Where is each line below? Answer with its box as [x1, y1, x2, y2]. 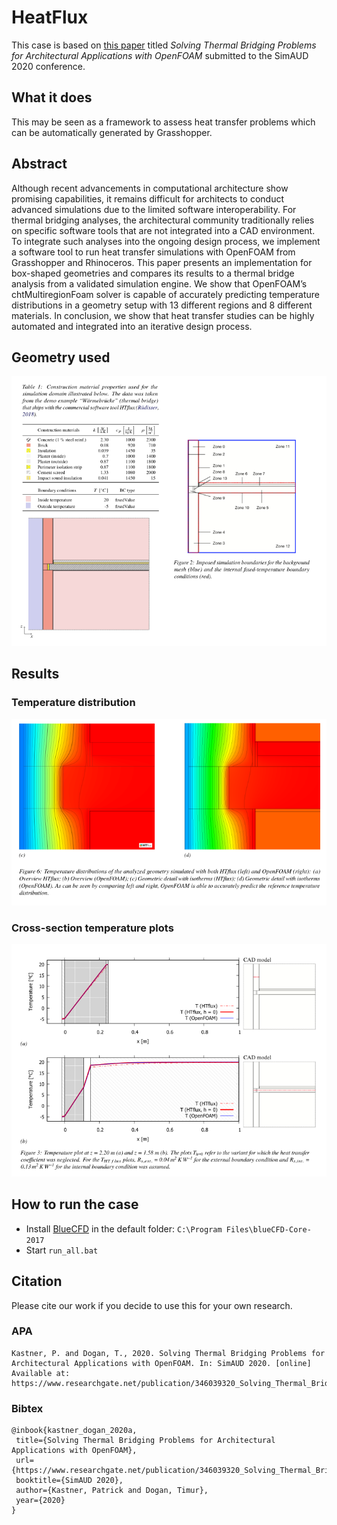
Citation [11, 1273, 63, 1290]
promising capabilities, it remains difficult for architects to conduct [11, 192, 285, 205]
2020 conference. [11, 60, 86, 72]
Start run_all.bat [25, 1244, 99, 1256]
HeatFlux [11, 6, 89, 29]
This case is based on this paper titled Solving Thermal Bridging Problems [11, 39, 317, 51]
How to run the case [11, 1196, 139, 1213]
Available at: [11, 1368, 71, 1378]
